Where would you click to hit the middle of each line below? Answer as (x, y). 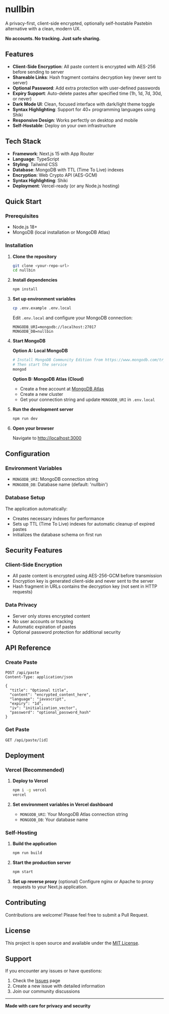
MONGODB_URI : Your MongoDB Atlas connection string (74, 814)
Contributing (26, 903)
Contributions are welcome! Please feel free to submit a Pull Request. (77, 915)
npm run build (27, 853)
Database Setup (25, 497)
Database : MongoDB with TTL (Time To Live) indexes (68, 170)
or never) (22, 98)
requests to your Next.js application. (50, 887)
